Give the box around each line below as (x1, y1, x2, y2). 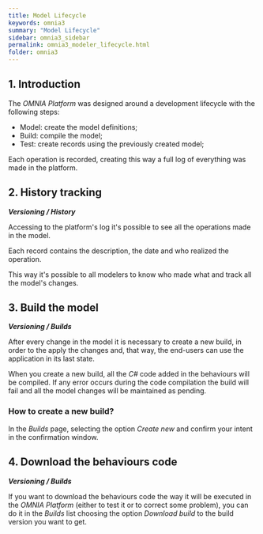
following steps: (8, 107, 60, 116)
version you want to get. (8, 517, 87, 526)
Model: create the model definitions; (19, 122, 138, 131)
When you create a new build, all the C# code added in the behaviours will (8, 369, 250, 379)
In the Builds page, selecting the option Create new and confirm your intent (8, 424, 253, 434)
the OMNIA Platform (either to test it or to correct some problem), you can (8, 500, 249, 509)
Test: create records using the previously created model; (19, 139, 205, 149)
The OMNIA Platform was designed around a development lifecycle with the (8, 98, 255, 108)
